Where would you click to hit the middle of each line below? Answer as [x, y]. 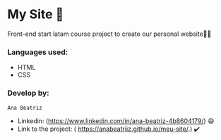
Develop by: [28, 93]
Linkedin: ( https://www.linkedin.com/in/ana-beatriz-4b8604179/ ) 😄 [116, 121]
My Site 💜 [36, 14]
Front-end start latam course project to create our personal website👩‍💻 [109, 34]
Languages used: [38, 52]
